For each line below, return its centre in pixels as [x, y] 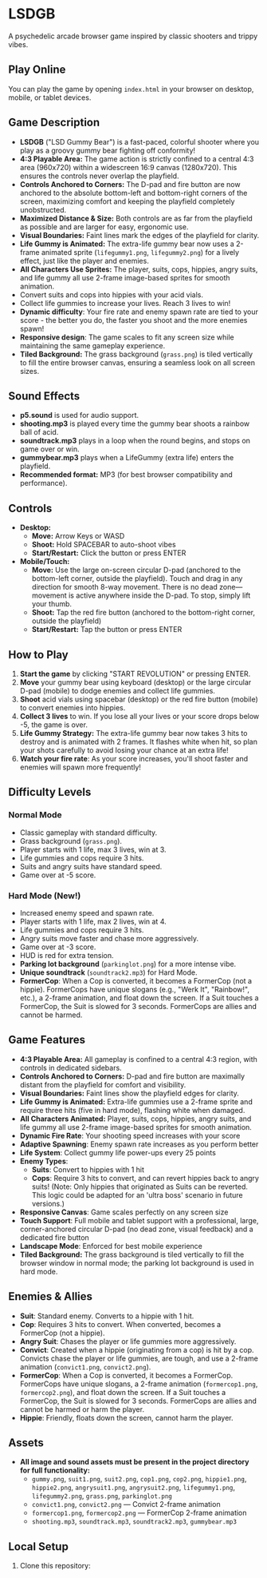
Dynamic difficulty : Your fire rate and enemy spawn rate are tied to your [139, 312]
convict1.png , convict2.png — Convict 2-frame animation [126, 1504]
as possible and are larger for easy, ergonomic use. [104, 227]
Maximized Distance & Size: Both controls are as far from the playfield [136, 218]
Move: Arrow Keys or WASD [78, 536]
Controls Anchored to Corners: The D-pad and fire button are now [130, 184]
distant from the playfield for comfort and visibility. [103, 1084]
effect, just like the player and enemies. [84, 260]
